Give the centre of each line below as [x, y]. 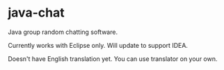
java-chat [36, 13]
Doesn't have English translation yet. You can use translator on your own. [113, 59]
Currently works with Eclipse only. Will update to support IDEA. [98, 45]
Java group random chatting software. [63, 32]
